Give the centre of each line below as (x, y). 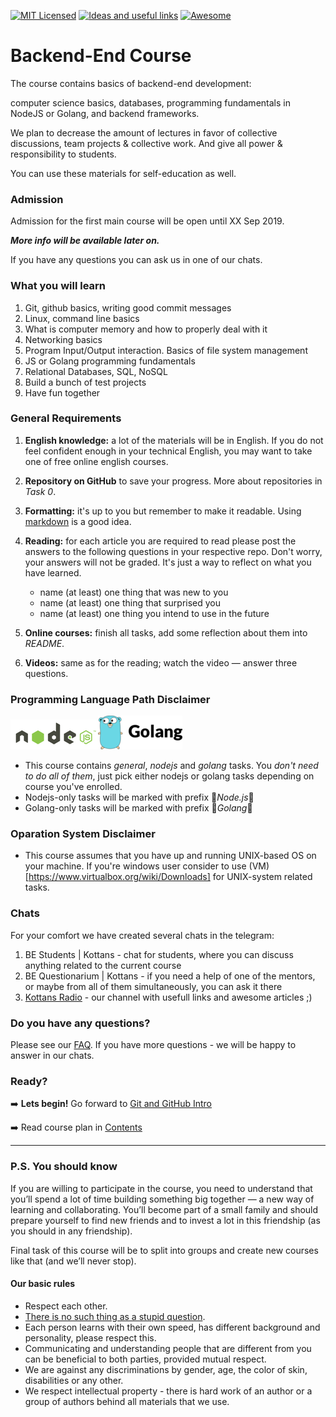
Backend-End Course (101, 56)
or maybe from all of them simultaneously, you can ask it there (153, 986)
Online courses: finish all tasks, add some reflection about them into (166, 632)
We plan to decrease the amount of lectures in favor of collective (144, 132)
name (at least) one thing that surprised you (130, 602)
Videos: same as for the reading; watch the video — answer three (161, 662)
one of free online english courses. (96, 461)
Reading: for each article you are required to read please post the (160, 541)
